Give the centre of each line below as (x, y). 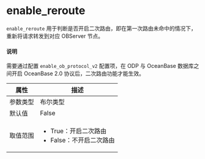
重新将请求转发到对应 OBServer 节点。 (55, 36)
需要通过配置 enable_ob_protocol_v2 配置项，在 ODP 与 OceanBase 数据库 (100, 66)
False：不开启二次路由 (83, 140)
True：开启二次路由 (79, 131)
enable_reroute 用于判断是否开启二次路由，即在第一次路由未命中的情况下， (102, 28)
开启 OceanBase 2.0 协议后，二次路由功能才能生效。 (78, 73)
